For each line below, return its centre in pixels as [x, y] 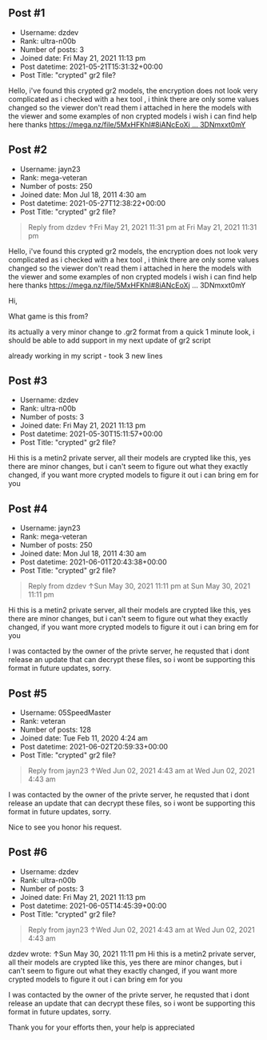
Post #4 [28, 509]
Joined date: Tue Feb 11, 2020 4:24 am [84, 738]
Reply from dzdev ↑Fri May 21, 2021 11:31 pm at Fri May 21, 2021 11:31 [142, 227]
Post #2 [28, 150]
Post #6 [28, 852]
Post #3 [28, 381]
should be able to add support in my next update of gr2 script [110, 340]
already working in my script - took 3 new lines [86, 355]
